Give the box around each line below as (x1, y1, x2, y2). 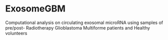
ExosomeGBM (5, 3, 66, 14)
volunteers (5, 30, 28, 36)
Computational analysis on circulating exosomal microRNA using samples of (5, 19, 163, 25)
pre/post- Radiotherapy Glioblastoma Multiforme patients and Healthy (5, 24, 150, 30)
